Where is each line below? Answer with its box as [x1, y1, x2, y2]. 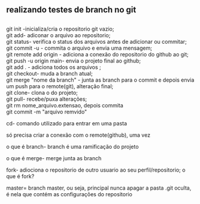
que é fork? [6, 172, 35, 179]
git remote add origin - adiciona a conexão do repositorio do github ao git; [6, 50, 189, 58]
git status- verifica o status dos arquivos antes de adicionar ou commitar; [6, 38, 187, 45]
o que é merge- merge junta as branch [6, 154, 102, 161]
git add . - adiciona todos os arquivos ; [6, 63, 101, 71]
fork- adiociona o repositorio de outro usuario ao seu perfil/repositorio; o [6, 166, 186, 173]
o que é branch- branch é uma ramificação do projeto [6, 143, 139, 150]
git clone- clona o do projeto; [6, 89, 78, 96]
